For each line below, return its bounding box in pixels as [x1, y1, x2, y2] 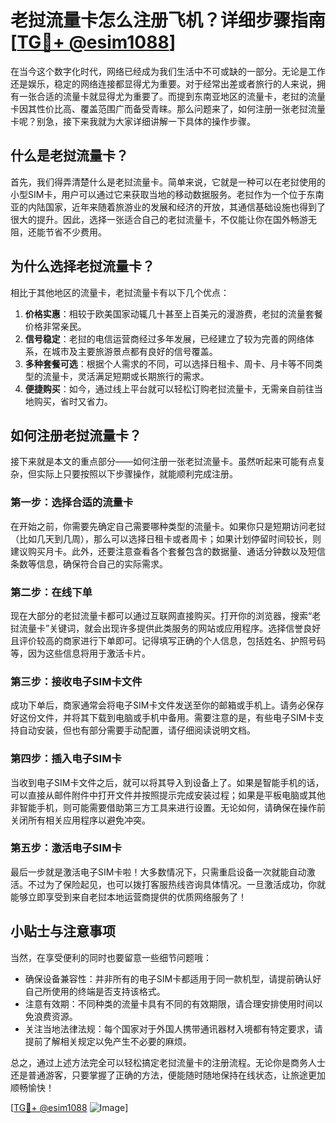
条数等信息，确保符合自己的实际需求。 [10, 557, 168, 570]
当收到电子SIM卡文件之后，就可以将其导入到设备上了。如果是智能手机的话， [10, 776, 325, 788]
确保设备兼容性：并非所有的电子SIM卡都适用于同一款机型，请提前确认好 [24, 972, 322, 985]
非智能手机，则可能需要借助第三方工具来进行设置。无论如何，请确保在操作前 [10, 801, 326, 813]
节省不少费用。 [44, 226, 107, 238]
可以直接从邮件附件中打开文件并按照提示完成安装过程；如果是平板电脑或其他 [10, 789, 326, 801]
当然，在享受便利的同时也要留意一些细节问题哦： [10, 951, 212, 963]
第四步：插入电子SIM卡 [10, 752, 122, 766]
